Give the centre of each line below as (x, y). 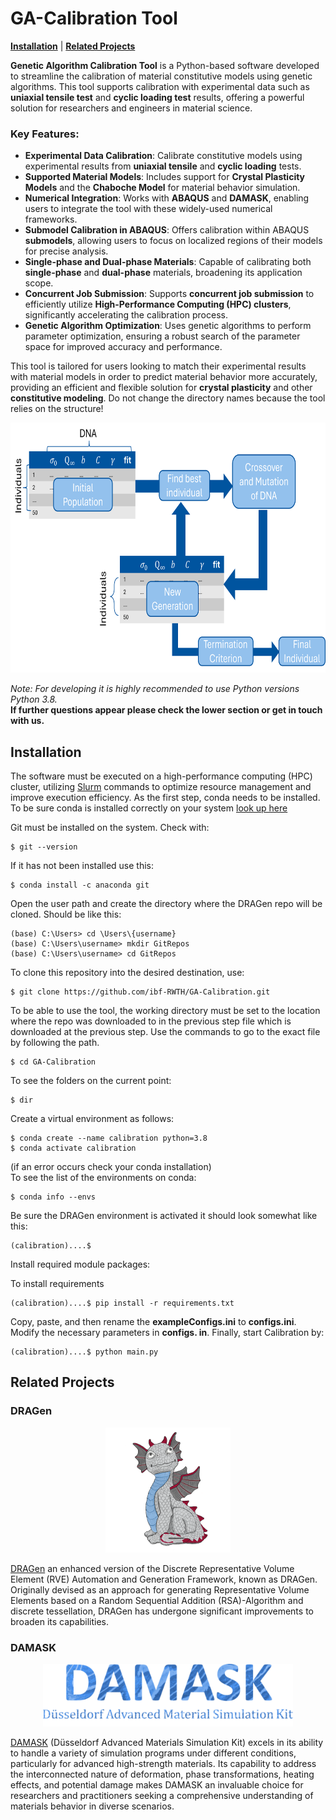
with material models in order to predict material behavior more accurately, (164, 377)
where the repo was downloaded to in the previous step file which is (151, 1021)
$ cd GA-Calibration (53, 1062)
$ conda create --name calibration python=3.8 (109, 1138)
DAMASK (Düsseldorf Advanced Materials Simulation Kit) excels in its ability (167, 1743)
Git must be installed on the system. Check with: (110, 828)
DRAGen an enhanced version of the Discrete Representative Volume (152, 1568)
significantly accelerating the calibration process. (126, 315)
